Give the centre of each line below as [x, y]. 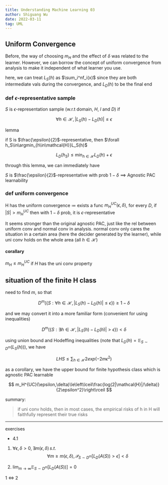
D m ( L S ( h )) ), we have [25, 347]
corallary [15, 251]
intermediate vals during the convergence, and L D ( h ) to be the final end [79, 84]
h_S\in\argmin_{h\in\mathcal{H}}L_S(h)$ [46, 145]
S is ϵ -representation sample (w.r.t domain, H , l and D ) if [63, 109]
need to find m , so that [28, 292]
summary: [15, 399]
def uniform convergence [37, 193]
